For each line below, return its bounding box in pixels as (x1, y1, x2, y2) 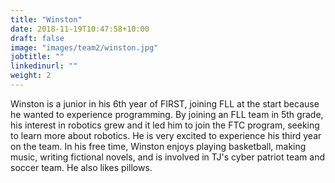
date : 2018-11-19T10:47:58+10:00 (10, 24, 150, 34)
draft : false (10, 33, 65, 43)
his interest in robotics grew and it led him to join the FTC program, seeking (10, 119, 320, 131)
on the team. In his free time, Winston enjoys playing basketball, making (10, 140, 307, 152)
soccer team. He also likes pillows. (10, 161, 153, 173)
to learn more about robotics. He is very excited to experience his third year (10, 129, 322, 141)
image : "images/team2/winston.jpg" (10, 42, 159, 53)
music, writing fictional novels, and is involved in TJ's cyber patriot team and (10, 151, 325, 163)
